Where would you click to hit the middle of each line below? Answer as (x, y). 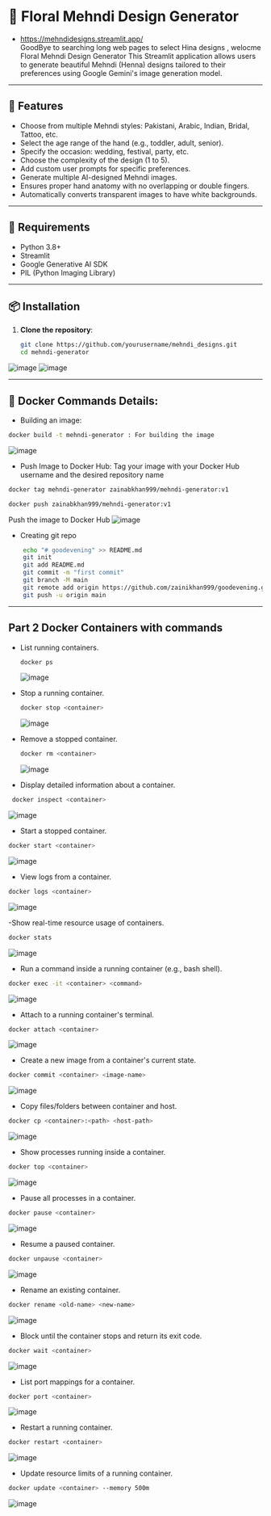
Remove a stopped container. (69, 739)
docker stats (30, 937)
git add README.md (54, 565)
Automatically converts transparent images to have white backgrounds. (138, 194)
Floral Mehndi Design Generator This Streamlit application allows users (138, 56)
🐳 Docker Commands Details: (83, 400)
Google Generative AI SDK (64, 264)
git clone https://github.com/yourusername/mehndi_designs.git (129, 345)
